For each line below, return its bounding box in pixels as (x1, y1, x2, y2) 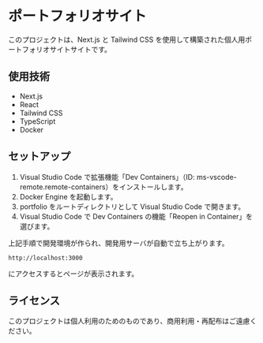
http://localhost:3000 (8, 254, 83, 262)
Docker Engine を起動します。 (19, 192, 118, 201)
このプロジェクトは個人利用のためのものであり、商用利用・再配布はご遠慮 (8, 316, 250, 326)
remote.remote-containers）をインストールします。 (19, 182, 188, 192)
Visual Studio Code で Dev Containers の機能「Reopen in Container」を (19, 211, 254, 221)
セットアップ (8, 150, 71, 163)
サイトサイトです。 (49, 44, 112, 54)
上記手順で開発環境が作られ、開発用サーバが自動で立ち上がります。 (8, 238, 229, 248)
